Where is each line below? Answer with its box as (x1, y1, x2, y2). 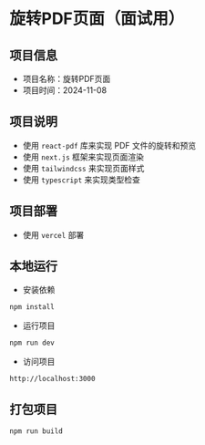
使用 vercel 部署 (22, 229, 85, 240)
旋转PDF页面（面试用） (9, 8, 185, 29)
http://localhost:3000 (9, 375, 96, 384)
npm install (9, 303, 55, 312)
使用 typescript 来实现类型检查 (22, 174, 141, 185)
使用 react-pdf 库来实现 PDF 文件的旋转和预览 (22, 140, 197, 150)
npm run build (9, 426, 64, 436)
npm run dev (9, 338, 55, 347)
